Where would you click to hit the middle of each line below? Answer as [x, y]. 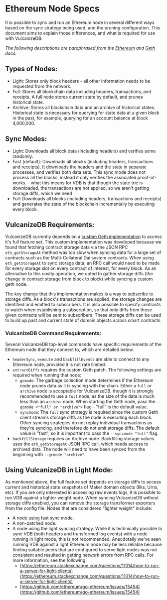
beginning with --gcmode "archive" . [49, 454]
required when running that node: [47, 375]
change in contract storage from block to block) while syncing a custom [79, 279]
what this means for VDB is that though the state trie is [87, 183]
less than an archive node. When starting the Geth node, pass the [87, 401]
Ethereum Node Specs [52, 9]
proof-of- [147, 177]
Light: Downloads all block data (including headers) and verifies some [84, 151]
